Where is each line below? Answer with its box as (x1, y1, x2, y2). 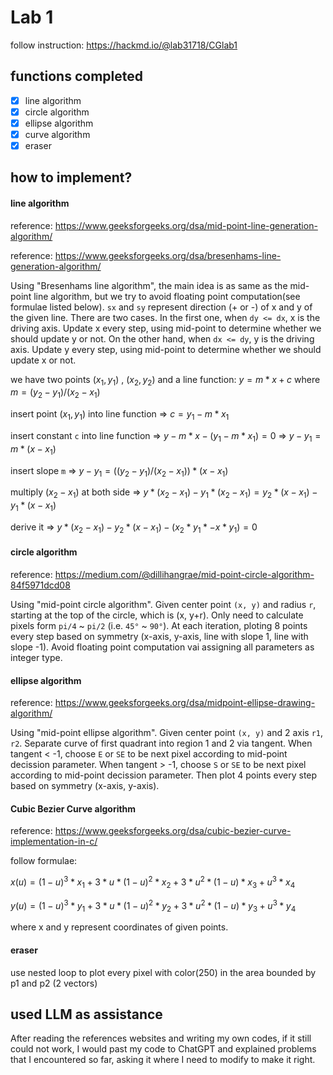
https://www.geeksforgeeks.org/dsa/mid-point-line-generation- (54, 219, 318, 231)
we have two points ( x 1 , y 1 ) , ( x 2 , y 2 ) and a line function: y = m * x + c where (10, 373, 321, 388)
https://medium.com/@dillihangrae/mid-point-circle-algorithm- (54, 569, 315, 581)
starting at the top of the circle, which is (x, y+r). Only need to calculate (10, 609, 304, 621)
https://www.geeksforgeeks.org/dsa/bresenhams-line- (54, 249, 282, 261)
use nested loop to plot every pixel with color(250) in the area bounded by (10, 966, 317, 978)
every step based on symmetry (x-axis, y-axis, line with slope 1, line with (10, 631, 309, 643)
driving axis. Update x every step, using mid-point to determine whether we (10, 322, 322, 334)
